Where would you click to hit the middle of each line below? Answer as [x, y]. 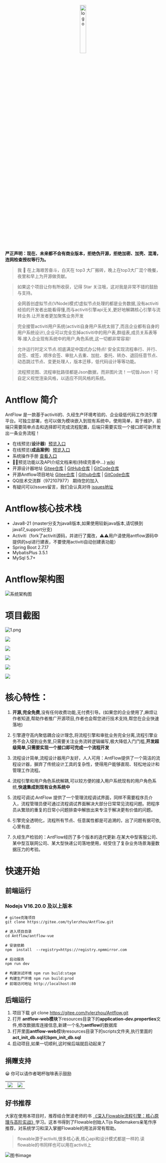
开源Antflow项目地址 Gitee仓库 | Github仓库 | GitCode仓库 [71, 474]
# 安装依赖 [15, 945]
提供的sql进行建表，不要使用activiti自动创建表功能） [65, 541]
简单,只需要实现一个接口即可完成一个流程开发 [63, 747]
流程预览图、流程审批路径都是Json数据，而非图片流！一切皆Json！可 [88, 372]
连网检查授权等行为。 [27, 260]
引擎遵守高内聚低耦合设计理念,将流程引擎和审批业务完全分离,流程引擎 [83, 735]
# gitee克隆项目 [20, 917]
